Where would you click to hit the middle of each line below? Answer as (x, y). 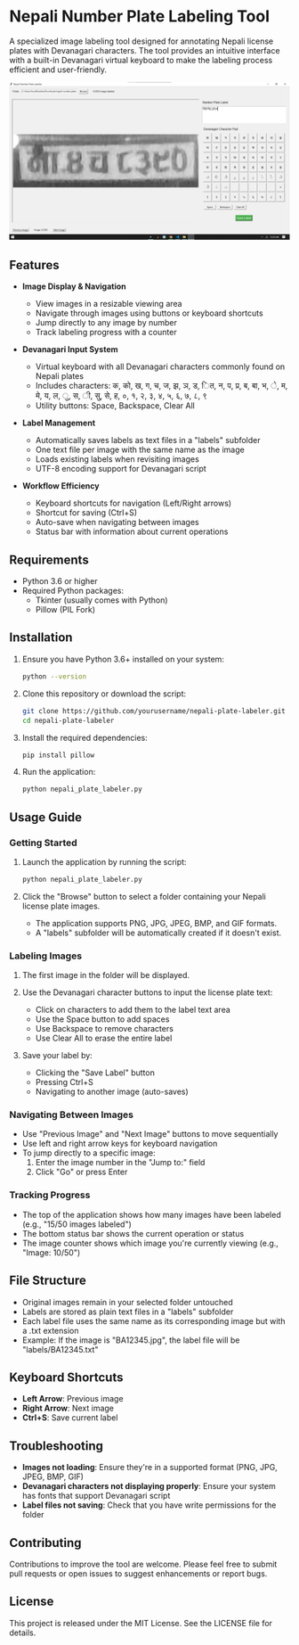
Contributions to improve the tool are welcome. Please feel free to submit (143, 1564)
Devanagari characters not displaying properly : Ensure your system (149, 1486)
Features (34, 265)
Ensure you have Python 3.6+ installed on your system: (123, 659)
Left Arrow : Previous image (73, 1399)
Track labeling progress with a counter (106, 333)
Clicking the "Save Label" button (95, 1073)
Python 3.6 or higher (60, 581)
